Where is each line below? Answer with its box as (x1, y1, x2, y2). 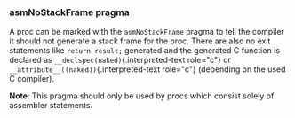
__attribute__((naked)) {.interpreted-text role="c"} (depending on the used (9, 64, 286, 75)
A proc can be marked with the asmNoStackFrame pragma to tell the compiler (9, 27, 284, 37)
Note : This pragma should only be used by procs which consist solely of (9, 90, 275, 101)
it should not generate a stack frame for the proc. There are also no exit (9, 35, 271, 46)
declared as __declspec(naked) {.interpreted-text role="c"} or (9, 55, 231, 66)
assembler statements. (9, 100, 93, 111)
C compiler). (9, 74, 55, 84)
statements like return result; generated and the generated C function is (9, 45, 281, 56)
